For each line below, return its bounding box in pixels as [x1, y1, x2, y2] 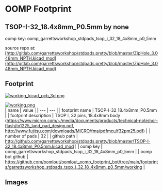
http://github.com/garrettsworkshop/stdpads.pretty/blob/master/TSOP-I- [5, 138, 151, 144]
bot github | [5, 154, 28, 159]
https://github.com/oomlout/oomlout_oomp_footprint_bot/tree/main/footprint [5, 159, 158, 165]
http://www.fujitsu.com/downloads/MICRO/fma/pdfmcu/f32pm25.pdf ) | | [5, 128, 150, 134]
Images [5, 178, 28, 187]
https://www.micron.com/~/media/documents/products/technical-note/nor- [6, 118, 158, 123]
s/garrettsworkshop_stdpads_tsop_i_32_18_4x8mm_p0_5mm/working [5, 164, 143, 170]
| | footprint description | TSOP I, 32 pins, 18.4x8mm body [5, 112, 120, 118]
